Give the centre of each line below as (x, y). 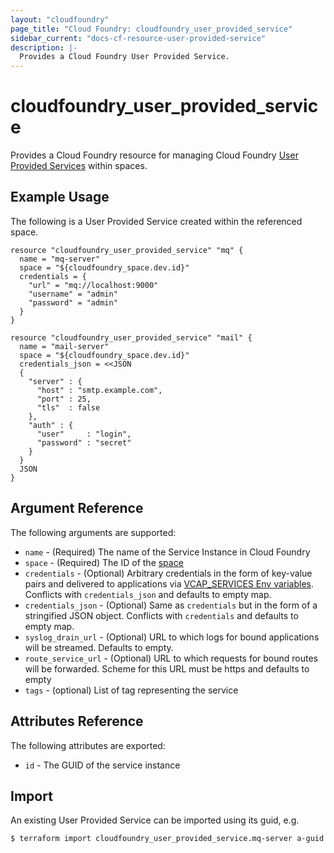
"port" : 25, (64, 399)
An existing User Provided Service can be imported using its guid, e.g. (155, 820)
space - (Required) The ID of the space (104, 562)
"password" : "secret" (84, 442)
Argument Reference (77, 508)
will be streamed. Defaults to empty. (99, 647)
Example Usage (60, 197)
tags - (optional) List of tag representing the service (131, 690)
